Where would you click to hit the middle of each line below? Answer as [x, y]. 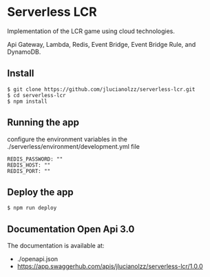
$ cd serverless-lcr [37, 95]
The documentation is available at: [56, 246]
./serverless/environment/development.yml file [73, 146]
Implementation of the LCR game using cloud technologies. [91, 31]
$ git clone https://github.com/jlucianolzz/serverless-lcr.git [101, 89]
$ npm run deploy [32, 208]
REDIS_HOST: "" [29, 165]
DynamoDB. [24, 52]
